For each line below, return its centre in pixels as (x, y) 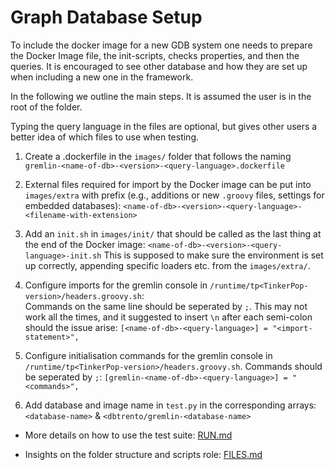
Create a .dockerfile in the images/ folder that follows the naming (158, 156)
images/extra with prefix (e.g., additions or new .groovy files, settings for (174, 195)
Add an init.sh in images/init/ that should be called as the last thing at (173, 233)
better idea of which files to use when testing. (104, 137)
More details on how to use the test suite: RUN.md (128, 435)
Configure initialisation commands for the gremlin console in (148, 355)
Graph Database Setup (106, 17)
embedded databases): (73, 205)
